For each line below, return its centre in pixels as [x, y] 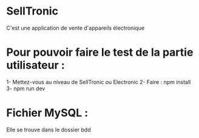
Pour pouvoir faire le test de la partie [100, 52]
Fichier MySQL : [47, 113]
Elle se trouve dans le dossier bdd [49, 130]
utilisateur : [35, 65]
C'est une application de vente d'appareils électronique [76, 28]
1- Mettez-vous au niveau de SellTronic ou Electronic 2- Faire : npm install [99, 82]
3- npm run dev [26, 88]
